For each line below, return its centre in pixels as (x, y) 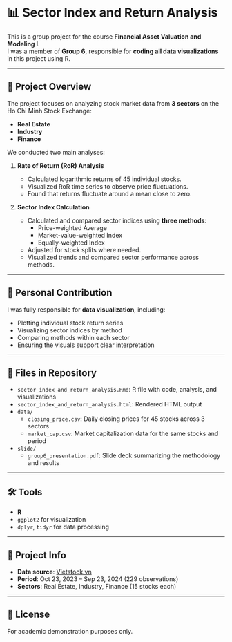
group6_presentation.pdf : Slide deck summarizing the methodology (124, 455)
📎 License (29, 615)
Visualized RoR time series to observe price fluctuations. (108, 186)
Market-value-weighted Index (80, 235)
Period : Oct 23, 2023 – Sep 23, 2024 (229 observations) (98, 579)
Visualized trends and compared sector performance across (113, 257)
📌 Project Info (37, 555)
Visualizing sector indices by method (70, 330)
